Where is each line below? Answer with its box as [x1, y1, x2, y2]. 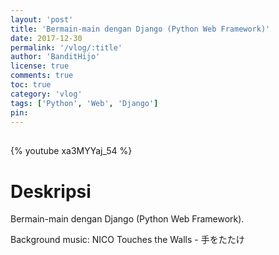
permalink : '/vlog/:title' [10, 42, 123, 53]
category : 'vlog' [10, 89, 83, 99]
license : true [10, 61, 70, 71]
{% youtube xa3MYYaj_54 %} [10, 145, 133, 157]
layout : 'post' [10, 14, 74, 25]
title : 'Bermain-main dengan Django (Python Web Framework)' [10, 24, 271, 34]
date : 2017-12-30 [10, 33, 83, 43]
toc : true [10, 80, 52, 90]
